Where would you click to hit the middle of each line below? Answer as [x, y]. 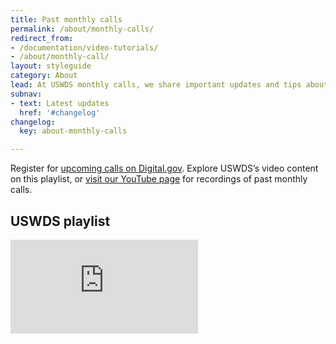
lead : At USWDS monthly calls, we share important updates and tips [156, 85]
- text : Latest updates [60, 103]
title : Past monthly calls [66, 19]
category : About [44, 76]
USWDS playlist [60, 221]
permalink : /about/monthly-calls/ [82, 29]
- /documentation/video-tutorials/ [84, 47]
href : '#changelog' [60, 112]
